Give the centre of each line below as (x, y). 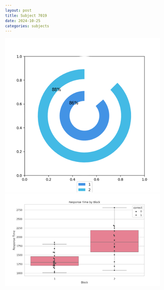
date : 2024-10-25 (23, 21)
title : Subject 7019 (26, 15)
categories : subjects (27, 26)
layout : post (18, 10)
